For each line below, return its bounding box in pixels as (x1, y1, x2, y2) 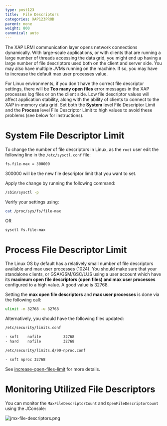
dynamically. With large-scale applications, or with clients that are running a (5, 49, 161, 55)
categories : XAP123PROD (5, 16, 55, 21)
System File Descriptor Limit (5, 130, 125, 141)
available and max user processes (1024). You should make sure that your (5, 266, 157, 272)
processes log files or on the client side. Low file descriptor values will (5, 91, 150, 97)
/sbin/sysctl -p (5, 189, 39, 195)
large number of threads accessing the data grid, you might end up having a (5, 55, 162, 60)
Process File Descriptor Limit (5, 244, 127, 255)
